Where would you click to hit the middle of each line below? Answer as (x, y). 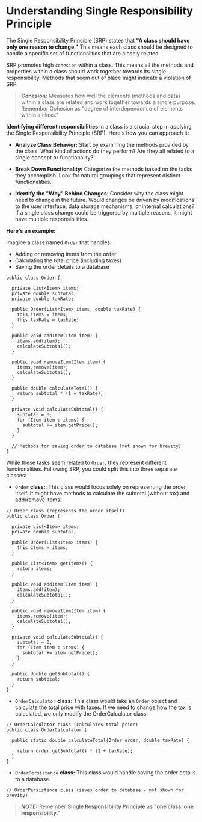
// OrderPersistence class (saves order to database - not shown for (95, 790)
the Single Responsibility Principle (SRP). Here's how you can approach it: (98, 133)
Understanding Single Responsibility (100, 11)
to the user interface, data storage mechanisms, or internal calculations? (105, 206)
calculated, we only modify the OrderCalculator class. (81, 713)
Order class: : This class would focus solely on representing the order (100, 487)
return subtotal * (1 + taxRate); (60, 393)
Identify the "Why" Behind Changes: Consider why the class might (99, 193)
